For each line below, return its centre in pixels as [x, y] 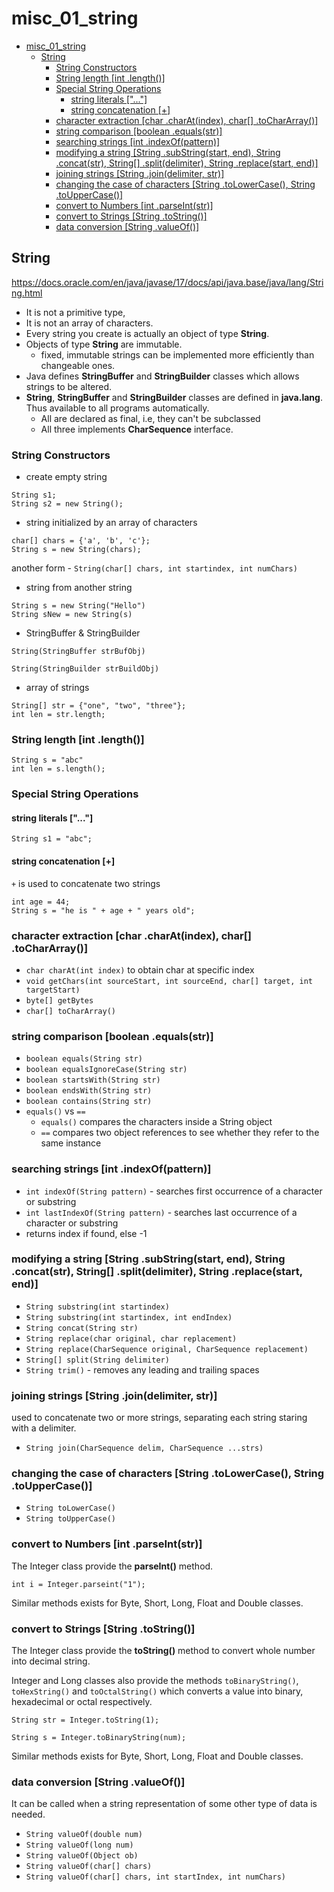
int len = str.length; [58, 715]
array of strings [57, 688]
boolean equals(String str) [84, 1059]
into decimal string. [51, 1661]
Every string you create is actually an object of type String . [147, 333]
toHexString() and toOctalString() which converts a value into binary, [157, 1691]
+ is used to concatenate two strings [86, 883]
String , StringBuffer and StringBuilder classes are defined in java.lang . [174, 397]
